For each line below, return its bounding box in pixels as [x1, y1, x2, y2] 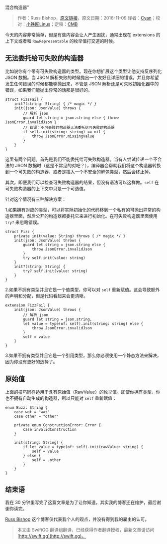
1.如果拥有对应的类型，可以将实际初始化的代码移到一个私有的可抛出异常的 [5, 207, 157, 213]
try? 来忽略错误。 [5, 219, 42, 225]
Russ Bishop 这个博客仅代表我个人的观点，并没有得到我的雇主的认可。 [5, 516, 150, 523]
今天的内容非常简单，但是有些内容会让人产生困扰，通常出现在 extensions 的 [5, 32, 161, 37]
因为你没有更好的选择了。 [5, 358, 58, 364]
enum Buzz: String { [5, 405, 48, 410]
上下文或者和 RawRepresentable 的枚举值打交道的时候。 [5, 38, 118, 44]
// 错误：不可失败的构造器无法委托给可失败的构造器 [23, 125, 115, 130]
